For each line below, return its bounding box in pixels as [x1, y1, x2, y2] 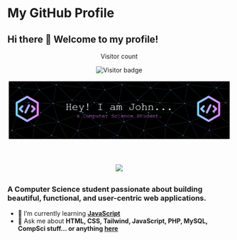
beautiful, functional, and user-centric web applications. [7, 193, 207, 203]
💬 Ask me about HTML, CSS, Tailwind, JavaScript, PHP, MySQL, [17, 217, 208, 225]
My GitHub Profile [7, 5, 115, 21]
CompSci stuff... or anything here [17, 224, 118, 232]
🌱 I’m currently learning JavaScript [17, 209, 121, 217]
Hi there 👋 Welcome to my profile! [7, 33, 159, 45]
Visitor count [100, 52, 138, 60]
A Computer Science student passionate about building [7, 184, 203, 194]
